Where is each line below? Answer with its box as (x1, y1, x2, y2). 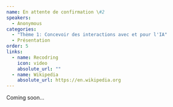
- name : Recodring (12, 54, 59, 61)
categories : (6, 26, 37, 32)
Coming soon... (6, 94, 44, 101)
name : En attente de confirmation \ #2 (6, 9, 105, 15)
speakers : (6, 15, 32, 21)
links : (6, 49, 23, 55)
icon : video (17, 60, 48, 66)
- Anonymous (12, 20, 43, 26)
